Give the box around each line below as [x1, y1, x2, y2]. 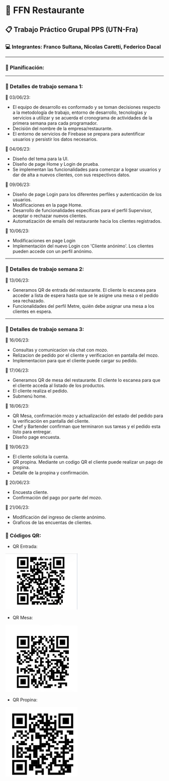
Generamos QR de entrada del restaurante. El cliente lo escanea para [12, 287, 156, 293]
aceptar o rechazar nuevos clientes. [12, 213, 87, 219]
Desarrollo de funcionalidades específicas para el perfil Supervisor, [12, 208, 152, 214]
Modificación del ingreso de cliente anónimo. [12, 514, 106, 520]
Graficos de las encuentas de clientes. [12, 519, 92, 526]
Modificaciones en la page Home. [12, 202, 82, 208]
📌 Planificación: [5, 64, 44, 71]
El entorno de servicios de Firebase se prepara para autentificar [12, 131, 145, 137]
